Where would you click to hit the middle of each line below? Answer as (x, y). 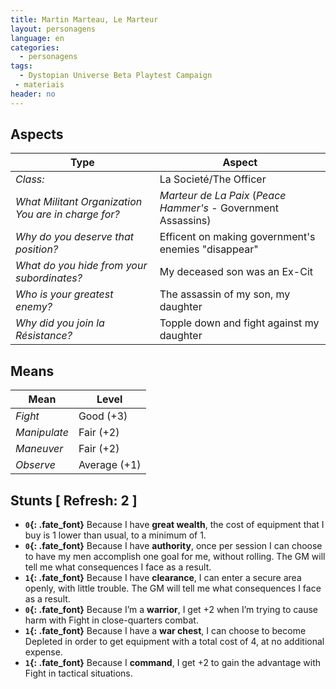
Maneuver (39, 449)
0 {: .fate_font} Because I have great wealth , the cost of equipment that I (174, 525)
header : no (33, 94)
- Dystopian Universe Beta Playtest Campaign (116, 76)
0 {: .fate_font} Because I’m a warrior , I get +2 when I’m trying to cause (171, 610)
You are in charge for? (67, 214)
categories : (35, 47)
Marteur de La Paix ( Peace (223, 196)
